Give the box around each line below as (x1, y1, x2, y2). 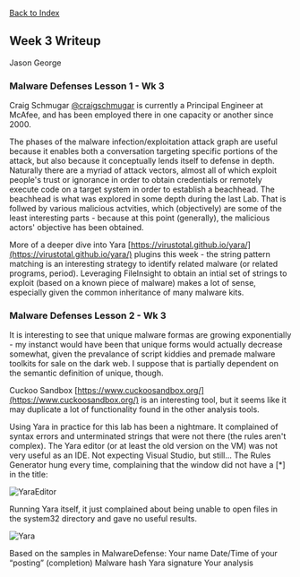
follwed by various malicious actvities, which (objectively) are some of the (9, 203, 282, 214)
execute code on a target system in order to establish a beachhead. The (9, 184, 275, 195)
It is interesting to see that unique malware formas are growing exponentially (9, 330, 292, 340)
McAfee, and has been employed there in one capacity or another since (9, 109, 274, 120)
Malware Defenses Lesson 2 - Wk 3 (9, 309, 167, 322)
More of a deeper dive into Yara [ (9, 239, 132, 250)
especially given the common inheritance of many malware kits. (9, 287, 244, 298)
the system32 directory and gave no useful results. (9, 513, 198, 524)
